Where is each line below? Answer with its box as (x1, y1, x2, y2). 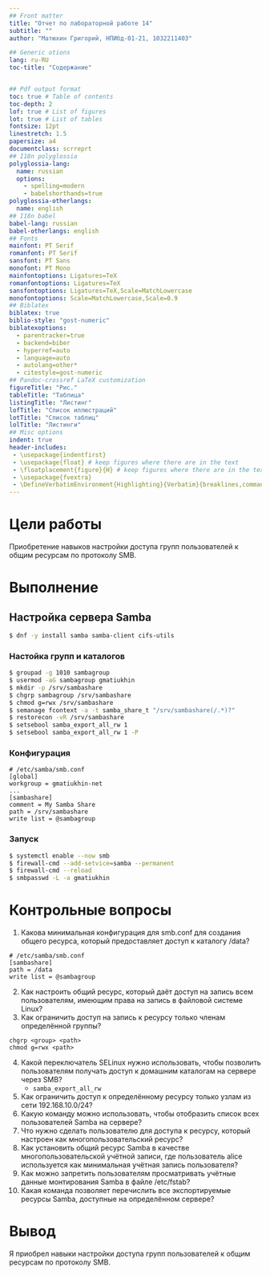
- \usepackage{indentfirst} (12, 450, 107, 458)
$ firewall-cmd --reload (9, 866, 92, 875)
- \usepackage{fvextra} (12, 473, 92, 482)
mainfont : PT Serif (9, 242, 75, 250)
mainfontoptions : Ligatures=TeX (9, 271, 117, 279)
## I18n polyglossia (9, 152, 79, 161)
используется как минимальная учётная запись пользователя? (20, 1160, 239, 1170)
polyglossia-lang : (9, 160, 71, 168)
